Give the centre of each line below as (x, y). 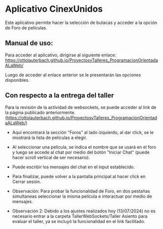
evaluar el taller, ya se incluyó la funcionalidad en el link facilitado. (79, 221)
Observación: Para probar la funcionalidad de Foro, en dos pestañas (81, 191)
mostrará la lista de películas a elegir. (49, 137)
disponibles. (17, 80)
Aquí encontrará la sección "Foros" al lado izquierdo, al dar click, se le (83, 132)
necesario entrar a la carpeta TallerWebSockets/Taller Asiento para (80, 216)
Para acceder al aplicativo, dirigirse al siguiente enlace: (61, 55)
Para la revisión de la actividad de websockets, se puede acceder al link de (81, 107)
